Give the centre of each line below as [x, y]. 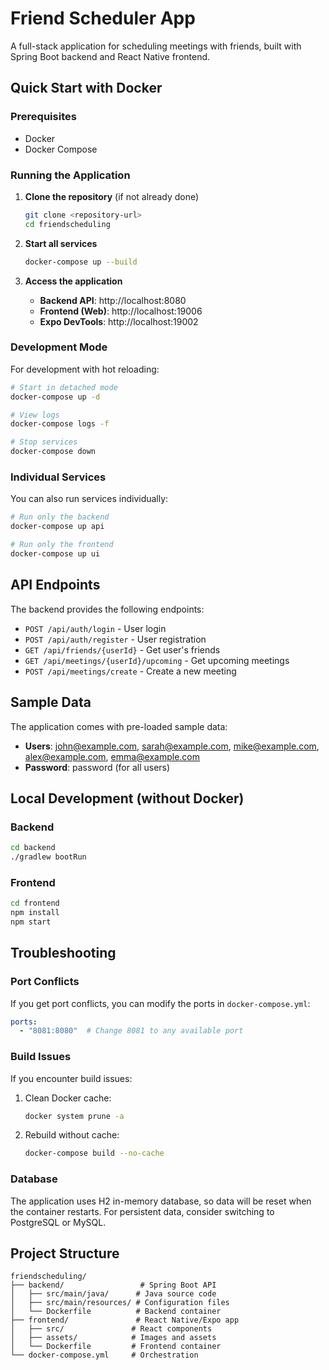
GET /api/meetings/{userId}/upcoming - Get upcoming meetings [157, 660]
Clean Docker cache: [68, 1098]
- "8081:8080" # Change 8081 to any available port [131, 1031]
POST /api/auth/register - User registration [115, 639]
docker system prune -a [74, 1116]
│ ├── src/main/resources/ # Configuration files [120, 1303]
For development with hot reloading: [85, 369]
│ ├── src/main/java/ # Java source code [113, 1294]
